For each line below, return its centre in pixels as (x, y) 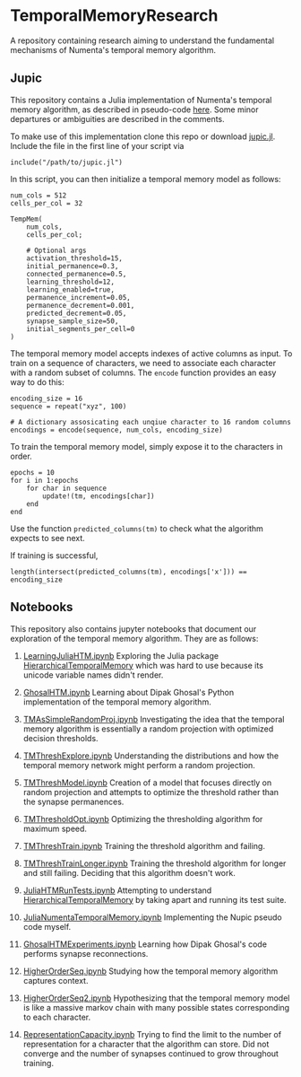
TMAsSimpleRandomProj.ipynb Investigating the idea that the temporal (154, 719)
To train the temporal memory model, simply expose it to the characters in (146, 446)
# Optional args (57, 250)
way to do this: (38, 381)
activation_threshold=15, (75, 258)
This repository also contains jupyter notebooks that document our (133, 628)
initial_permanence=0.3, (73, 266)
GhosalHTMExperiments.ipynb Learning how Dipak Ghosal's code (145, 944)
